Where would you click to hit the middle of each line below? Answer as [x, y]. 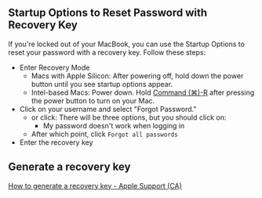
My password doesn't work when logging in [114, 125]
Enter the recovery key [56, 142]
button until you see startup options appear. [102, 84]
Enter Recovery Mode [55, 67]
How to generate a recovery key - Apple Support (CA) [95, 185]
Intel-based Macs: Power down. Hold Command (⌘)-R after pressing [143, 92]
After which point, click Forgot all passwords [104, 134]
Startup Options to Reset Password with [108, 13]
